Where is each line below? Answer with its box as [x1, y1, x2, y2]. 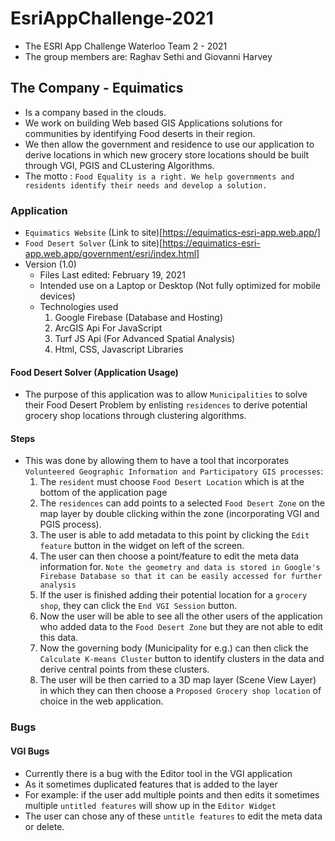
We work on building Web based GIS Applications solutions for [24, 117, 283, 129]
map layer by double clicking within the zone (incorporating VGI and [39, 508, 320, 520]
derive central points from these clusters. [39, 663, 210, 676]
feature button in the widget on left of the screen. [39, 540, 245, 552]
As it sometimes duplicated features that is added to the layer [24, 778, 278, 790]
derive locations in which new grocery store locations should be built [24, 148, 310, 161]
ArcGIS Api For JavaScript [54, 322, 163, 334]
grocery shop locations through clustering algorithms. [24, 410, 247, 422]
